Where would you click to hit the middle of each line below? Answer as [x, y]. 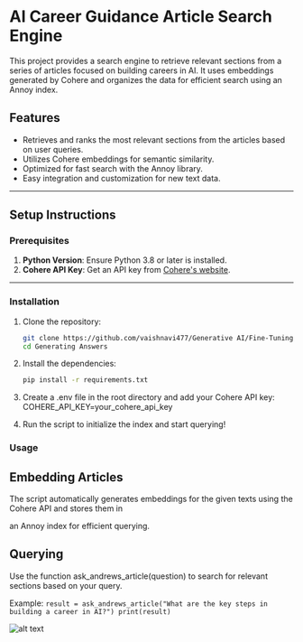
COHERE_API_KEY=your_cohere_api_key [97, 407]
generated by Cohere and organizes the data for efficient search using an [146, 79]
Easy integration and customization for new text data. [121, 178]
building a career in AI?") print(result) [90, 611]
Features [35, 118]
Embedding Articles [66, 477]
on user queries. [53, 149]
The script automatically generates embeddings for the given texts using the [151, 499]
